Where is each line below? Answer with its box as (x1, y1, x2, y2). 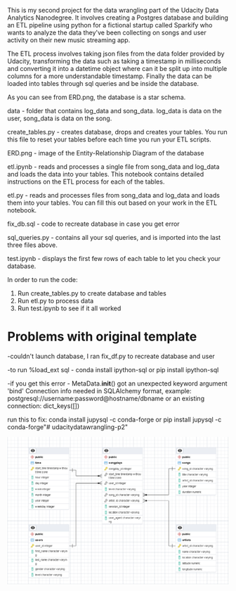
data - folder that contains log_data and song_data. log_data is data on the (7, 107, 223, 115)
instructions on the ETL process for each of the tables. (7, 177, 165, 186)
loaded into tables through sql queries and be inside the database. (7, 80, 199, 87)
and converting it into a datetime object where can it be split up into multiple (7, 65, 228, 72)
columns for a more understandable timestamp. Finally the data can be (7, 72, 212, 80)
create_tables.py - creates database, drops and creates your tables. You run (7, 128, 228, 136)
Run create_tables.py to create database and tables (17, 289, 166, 298)
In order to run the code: (7, 276, 78, 284)
